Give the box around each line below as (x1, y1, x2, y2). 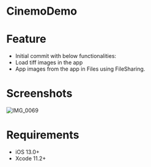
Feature (6, 32, 46, 46)
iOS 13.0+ (15, 148, 40, 155)
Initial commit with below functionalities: (15, 52, 117, 60)
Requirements (6, 128, 79, 142)
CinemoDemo (6, 4, 78, 18)
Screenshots (6, 87, 73, 101)
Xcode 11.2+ (15, 155, 46, 162)
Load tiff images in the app (15, 59, 83, 66)
